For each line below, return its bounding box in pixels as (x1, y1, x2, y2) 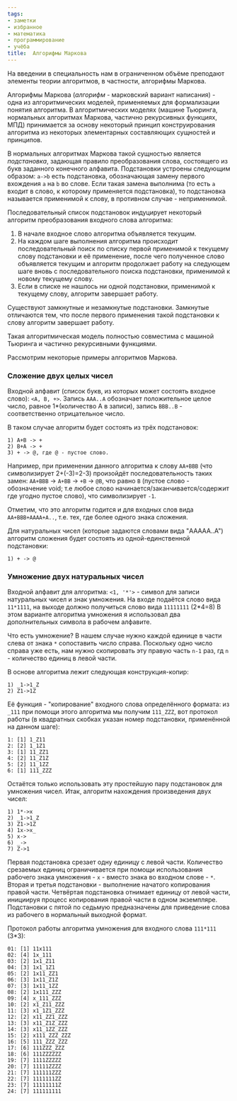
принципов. (7, 135, 42, 144)
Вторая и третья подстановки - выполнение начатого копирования (7, 880, 211, 889)
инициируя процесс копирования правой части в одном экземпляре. (7, 896, 218, 904)
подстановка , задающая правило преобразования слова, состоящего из (7, 156, 229, 165)
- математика (7, 30, 46, 38)
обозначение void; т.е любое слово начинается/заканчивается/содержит (7, 484, 230, 492)
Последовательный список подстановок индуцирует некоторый (7, 208, 202, 217)
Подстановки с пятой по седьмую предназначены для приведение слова (7, 903, 230, 911)
